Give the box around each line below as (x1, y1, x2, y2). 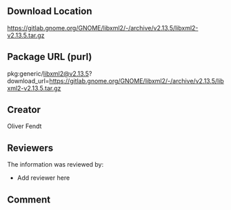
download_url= (7, 76, 50, 85)
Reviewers (7, 142, 54, 154)
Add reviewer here (17, 174, 70, 182)
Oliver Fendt (7, 122, 42, 130)
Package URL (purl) (7, 51, 92, 63)
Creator (7, 104, 41, 116)
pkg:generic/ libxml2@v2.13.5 (7, 69, 90, 78)
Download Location (7, 6, 92, 17)
